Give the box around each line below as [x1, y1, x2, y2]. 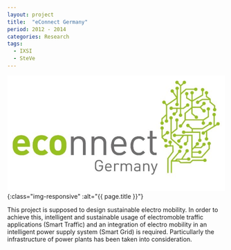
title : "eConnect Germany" [7, 18, 89, 26]
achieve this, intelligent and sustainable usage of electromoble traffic [7, 213, 204, 222]
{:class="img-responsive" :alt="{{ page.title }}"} [7, 193, 144, 201]
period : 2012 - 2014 [7, 26, 67, 33]
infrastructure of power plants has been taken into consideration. [7, 235, 192, 244]
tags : [7, 40, 23, 48]
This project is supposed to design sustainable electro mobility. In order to [7, 206, 219, 214]
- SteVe [13, 55, 36, 62]
